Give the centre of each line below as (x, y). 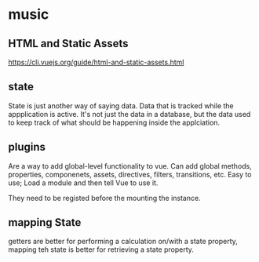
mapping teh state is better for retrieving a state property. (101, 249)
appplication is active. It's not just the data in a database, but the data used (129, 114)
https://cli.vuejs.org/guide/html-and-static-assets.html (96, 62)
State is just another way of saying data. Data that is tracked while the (121, 106)
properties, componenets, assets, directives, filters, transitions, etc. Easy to (130, 174)
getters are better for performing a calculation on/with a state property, (123, 242)
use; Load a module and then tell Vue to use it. (83, 183)
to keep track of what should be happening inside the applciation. (114, 122)
